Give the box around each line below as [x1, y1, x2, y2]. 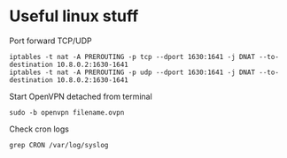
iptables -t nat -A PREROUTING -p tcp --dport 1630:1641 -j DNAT [9, 52, 255, 61]
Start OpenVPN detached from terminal [9, 91, 152, 102]
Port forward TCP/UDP [9, 35, 92, 46]
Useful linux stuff [9, 6, 139, 26]
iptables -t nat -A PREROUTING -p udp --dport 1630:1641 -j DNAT [9, 68, 255, 77]
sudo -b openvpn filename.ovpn [9, 108, 125, 117]
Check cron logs [9, 124, 69, 134]
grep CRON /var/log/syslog [9, 140, 109, 149]
